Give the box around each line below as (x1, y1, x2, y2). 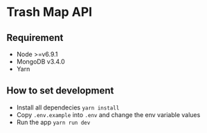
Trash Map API (6, 4, 93, 20)
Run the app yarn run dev (16, 118, 91, 126)
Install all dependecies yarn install (16, 103, 120, 112)
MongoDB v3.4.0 (16, 57, 65, 66)
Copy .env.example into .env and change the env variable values (16, 110, 201, 118)
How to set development (6, 85, 114, 97)
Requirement (6, 32, 64, 44)
